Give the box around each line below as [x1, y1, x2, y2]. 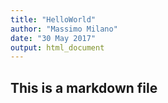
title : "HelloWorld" [10, 14, 97, 25]
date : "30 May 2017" [10, 33, 97, 43]
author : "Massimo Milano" [10, 24, 118, 34]
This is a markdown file [10, 79, 158, 96]
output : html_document [10, 42, 105, 53]
